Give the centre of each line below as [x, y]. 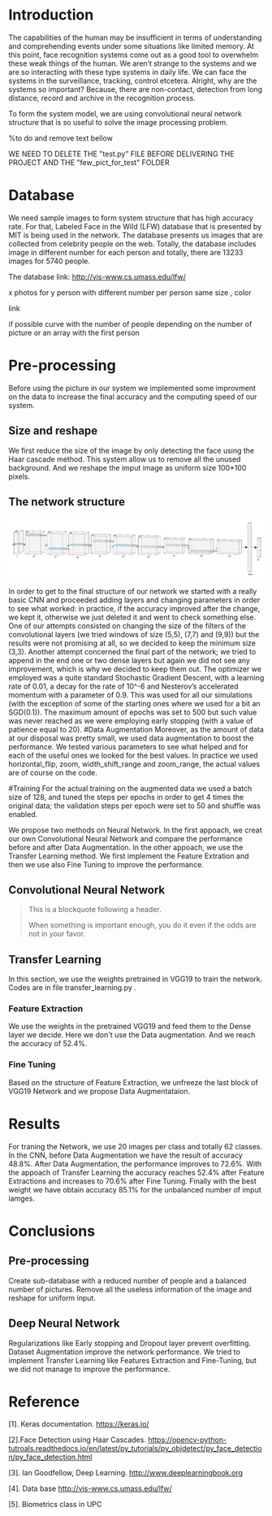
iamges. [22, 1198]
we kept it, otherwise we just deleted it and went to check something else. [132, 617]
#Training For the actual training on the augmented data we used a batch [130, 788]
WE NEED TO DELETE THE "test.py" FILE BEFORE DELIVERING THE [121, 154]
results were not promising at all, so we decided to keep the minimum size [132, 643]
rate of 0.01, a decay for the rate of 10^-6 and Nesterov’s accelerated [123, 686]
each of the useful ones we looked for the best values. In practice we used [133, 755]
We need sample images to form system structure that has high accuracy [131, 218]
